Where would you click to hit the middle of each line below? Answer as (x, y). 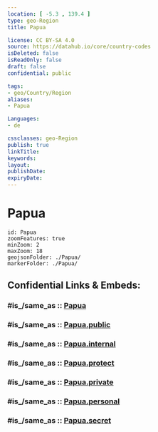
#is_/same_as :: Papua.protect (61, 363)
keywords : (22, 158)
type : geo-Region (33, 21)
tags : (15, 86)
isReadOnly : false (35, 60)
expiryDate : (25, 178)
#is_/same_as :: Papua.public (59, 325)
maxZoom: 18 (25, 251)
